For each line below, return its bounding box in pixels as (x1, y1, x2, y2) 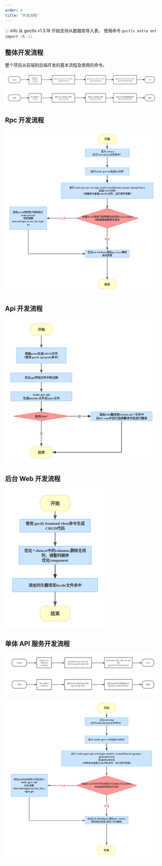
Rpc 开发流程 (5, 116, 45, 124)
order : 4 (5, 8, 23, 13)
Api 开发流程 (5, 304, 43, 313)
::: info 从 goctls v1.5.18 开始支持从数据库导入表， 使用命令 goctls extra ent (5, 27, 157, 34)
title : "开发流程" (5, 13, 40, 18)
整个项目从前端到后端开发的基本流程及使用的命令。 (5, 62, 107, 68)
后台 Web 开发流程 (5, 474, 61, 483)
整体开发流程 (5, 48, 44, 56)
